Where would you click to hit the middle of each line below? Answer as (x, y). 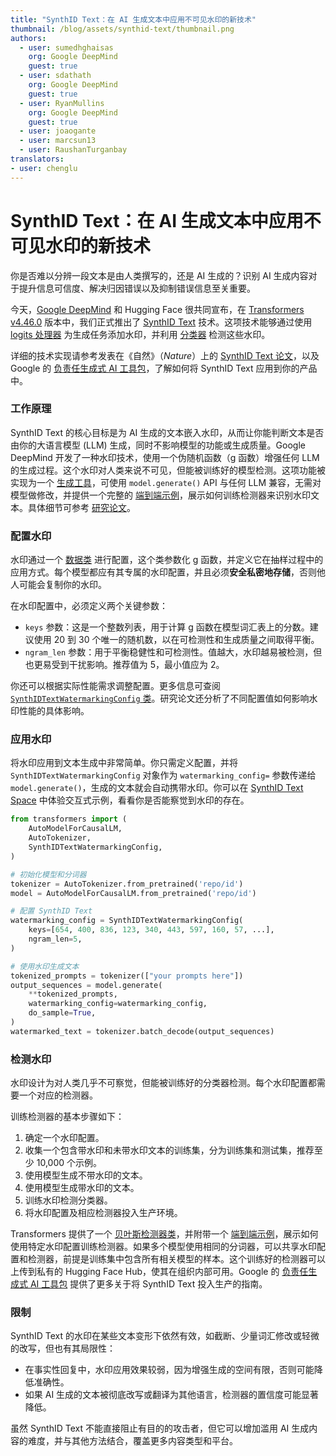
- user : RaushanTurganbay (73, 150)
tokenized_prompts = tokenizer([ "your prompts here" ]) (127, 976)
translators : (37, 159)
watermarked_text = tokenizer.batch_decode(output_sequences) (142, 1031)
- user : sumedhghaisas (66, 47)
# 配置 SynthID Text (51, 911)
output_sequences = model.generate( (86, 985)
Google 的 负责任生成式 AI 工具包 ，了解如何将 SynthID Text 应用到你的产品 (164, 368)
